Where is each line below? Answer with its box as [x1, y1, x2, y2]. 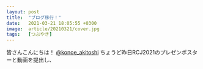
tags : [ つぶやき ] [6, 31, 53, 38]
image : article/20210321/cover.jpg [6, 25, 100, 32]
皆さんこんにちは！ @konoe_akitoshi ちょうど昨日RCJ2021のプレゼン [6, 49, 182, 56]
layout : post [6, 8, 40, 15]
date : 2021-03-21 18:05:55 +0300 [6, 20, 97, 26]
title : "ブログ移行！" [6, 15, 61, 21]
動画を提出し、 [17, 56, 55, 64]
